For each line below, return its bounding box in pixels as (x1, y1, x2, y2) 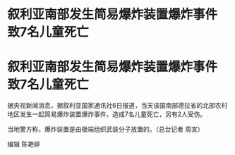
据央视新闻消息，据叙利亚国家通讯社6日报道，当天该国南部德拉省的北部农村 (7, 101, 228, 110)
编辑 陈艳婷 (7, 140, 40, 149)
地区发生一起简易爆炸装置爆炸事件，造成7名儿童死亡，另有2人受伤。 (7, 110, 207, 118)
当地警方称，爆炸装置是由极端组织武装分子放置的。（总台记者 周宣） (7, 125, 204, 134)
